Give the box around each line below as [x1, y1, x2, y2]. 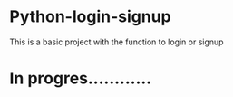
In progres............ [9, 68, 152, 89]
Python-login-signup [9, 6, 171, 27]
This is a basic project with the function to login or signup [9, 36, 224, 47]
